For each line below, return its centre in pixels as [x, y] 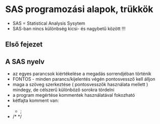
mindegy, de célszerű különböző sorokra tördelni [63, 90]
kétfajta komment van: [36, 101]
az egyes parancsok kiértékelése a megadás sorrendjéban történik [82, 74]
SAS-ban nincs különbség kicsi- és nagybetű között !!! [69, 28]
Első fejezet [24, 45]
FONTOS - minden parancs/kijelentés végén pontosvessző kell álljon [84, 79]
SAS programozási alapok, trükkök [79, 9]
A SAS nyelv [25, 61]
